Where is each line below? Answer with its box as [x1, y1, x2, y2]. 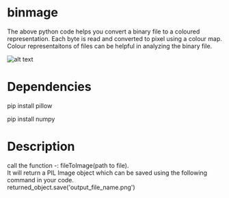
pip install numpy [7, 115, 55, 123]
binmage [7, 5, 58, 20]
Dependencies [7, 79, 92, 95]
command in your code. [7, 175, 74, 184]
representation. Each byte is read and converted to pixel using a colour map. [7, 34, 222, 42]
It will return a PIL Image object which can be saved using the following [7, 169, 207, 177]
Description [7, 139, 75, 154]
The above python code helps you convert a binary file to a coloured [7, 27, 200, 36]
